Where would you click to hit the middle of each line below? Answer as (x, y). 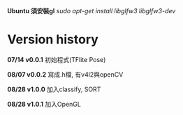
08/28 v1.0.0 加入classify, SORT (54, 89)
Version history (53, 39)
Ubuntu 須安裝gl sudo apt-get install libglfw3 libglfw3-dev (91, 11)
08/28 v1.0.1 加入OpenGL (44, 104)
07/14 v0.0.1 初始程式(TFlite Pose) (57, 59)
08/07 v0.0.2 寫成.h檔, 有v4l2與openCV (65, 74)
